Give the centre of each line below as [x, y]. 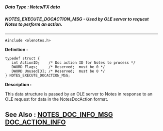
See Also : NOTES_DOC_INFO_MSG [59, 114]
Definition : [16, 50]
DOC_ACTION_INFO [35, 122]
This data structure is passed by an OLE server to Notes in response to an [79, 94]
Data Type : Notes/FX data [33, 7]
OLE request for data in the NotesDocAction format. [57, 99]
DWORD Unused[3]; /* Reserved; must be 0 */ [58, 71]
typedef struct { [23, 58]
